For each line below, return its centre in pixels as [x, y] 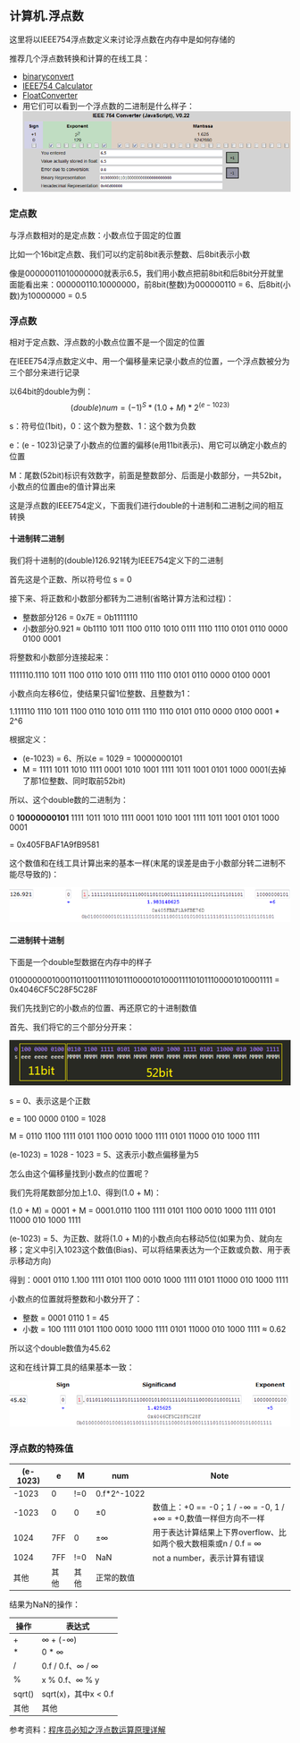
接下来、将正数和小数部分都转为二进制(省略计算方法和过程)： [122, 598]
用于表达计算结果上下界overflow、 [216, 1533]
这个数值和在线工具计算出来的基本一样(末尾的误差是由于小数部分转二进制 [144, 863]
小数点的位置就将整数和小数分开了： [76, 1299]
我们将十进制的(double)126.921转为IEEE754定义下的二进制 [117, 560]
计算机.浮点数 [47, 16]
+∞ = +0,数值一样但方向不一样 [208, 1518]
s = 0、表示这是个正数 [50, 1101]
